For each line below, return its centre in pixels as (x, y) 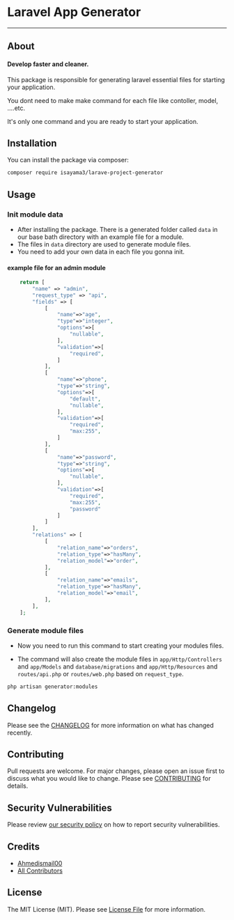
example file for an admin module (56, 267)
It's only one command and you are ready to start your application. (103, 121)
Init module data (35, 215)
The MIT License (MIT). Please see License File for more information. (106, 909)
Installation (32, 143)
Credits (24, 847)
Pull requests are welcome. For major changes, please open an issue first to (116, 771)
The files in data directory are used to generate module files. (104, 244)
